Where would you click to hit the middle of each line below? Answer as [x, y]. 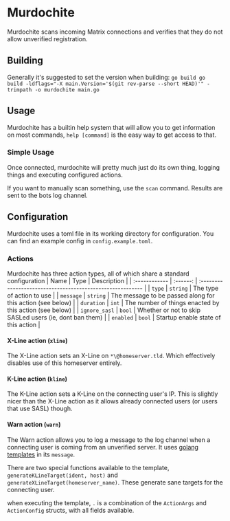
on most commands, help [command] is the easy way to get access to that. [112, 135]
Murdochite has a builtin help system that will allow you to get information [111, 127]
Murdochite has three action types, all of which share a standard [99, 274]
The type [206, 288]
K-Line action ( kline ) [37, 379]
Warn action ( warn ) [34, 424]
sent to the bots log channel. [47, 195]
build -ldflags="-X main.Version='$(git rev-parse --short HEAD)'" [106, 84]
